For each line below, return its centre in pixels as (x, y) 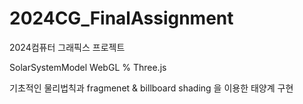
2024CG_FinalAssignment (121, 18)
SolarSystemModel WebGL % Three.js (88, 67)
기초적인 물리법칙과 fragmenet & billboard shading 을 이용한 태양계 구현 (151, 88)
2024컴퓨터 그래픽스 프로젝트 (67, 47)
